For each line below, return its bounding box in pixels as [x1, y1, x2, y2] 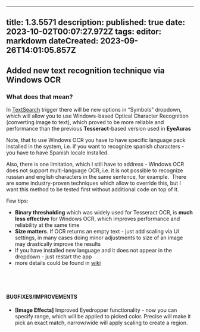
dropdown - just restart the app [14, 253, 92, 260]
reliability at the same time [14, 222, 80, 229]
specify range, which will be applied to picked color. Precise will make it [14, 312, 191, 320]
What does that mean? [6, 93, 73, 101]
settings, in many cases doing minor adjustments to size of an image [14, 234, 183, 241]
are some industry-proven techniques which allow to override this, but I [6, 179, 182, 187]
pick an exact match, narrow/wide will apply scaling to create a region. [14, 319, 188, 326]
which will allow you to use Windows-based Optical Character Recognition [6, 112, 189, 119]
